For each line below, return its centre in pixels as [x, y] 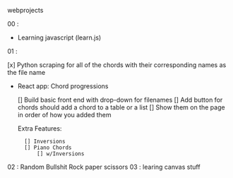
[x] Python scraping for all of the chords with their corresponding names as [117, 65]
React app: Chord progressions [63, 86]
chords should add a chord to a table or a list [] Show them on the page [121, 107]
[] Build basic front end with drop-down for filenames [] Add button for [120, 100]
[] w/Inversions [60, 154]
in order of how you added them [64, 115]
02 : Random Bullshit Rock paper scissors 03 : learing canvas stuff [104, 167]
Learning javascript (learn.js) [59, 37]
